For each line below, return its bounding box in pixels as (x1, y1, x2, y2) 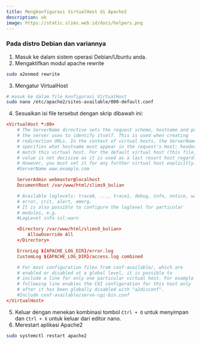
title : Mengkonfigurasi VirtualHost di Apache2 (6, 8, 127, 15)
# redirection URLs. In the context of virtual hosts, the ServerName (17, 138, 197, 144)
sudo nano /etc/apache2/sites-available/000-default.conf (6, 99, 154, 105)
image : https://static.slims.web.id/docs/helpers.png (6, 20, 144, 26)
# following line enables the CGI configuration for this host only (17, 281, 191, 287)
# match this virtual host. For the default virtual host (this (17, 149, 181, 155)
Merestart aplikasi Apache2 (14, 321, 83, 328)
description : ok (6, 14, 47, 20)
